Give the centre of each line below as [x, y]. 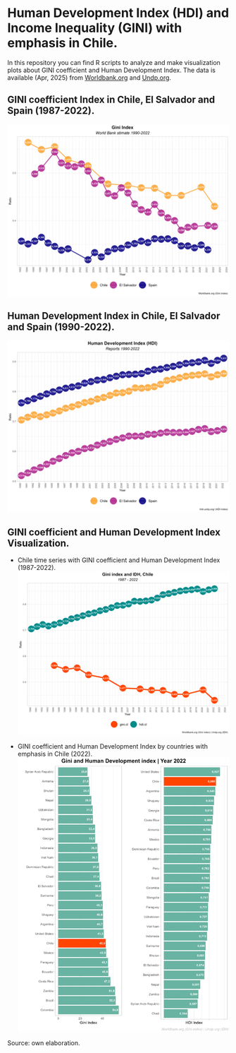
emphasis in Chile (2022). [55, 754]
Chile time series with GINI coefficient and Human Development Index [119, 560]
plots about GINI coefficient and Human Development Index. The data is [112, 70]
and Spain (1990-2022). [61, 327]
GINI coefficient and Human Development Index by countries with [112, 746]
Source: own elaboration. [44, 1043]
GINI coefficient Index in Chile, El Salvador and [111, 100]
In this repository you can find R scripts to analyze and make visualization [114, 62]
